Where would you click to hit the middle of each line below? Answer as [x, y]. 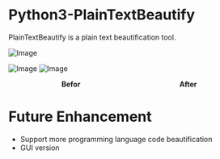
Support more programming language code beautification [116, 139]
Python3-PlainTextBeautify [102, 15]
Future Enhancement [80, 117]
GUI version [40, 148]
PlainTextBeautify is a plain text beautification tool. [92, 37]
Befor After [129, 84]
